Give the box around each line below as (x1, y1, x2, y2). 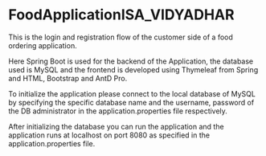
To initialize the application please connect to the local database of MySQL (8, 88, 256, 98)
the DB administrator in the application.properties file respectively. (8, 106, 227, 116)
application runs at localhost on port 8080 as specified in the (8, 130, 211, 140)
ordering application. (8, 40, 78, 50)
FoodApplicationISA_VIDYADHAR (8, 6, 235, 24)
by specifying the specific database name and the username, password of (8, 97, 255, 107)
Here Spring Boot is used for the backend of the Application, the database (8, 56, 254, 66)
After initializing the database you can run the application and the (8, 121, 224, 131)
